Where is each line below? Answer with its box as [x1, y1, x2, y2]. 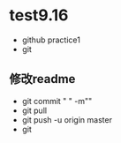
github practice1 [21, 34, 81, 45]
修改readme [9, 71, 76, 87]
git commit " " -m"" [21, 95, 93, 106]
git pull [21, 105, 47, 116]
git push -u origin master [21, 114, 113, 124]
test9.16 [9, 5, 69, 26]
